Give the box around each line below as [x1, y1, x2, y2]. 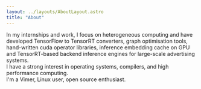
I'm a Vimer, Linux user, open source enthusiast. [6, 76, 126, 83]
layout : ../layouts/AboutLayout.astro [6, 8, 104, 15]
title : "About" [6, 14, 45, 20]
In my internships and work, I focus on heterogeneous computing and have [6, 31, 193, 38]
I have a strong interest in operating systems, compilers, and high [6, 63, 169, 70]
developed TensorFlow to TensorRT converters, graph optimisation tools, [6, 37, 188, 44]
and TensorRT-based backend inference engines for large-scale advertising [6, 50, 195, 57]
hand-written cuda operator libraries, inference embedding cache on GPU [6, 43, 190, 51]
